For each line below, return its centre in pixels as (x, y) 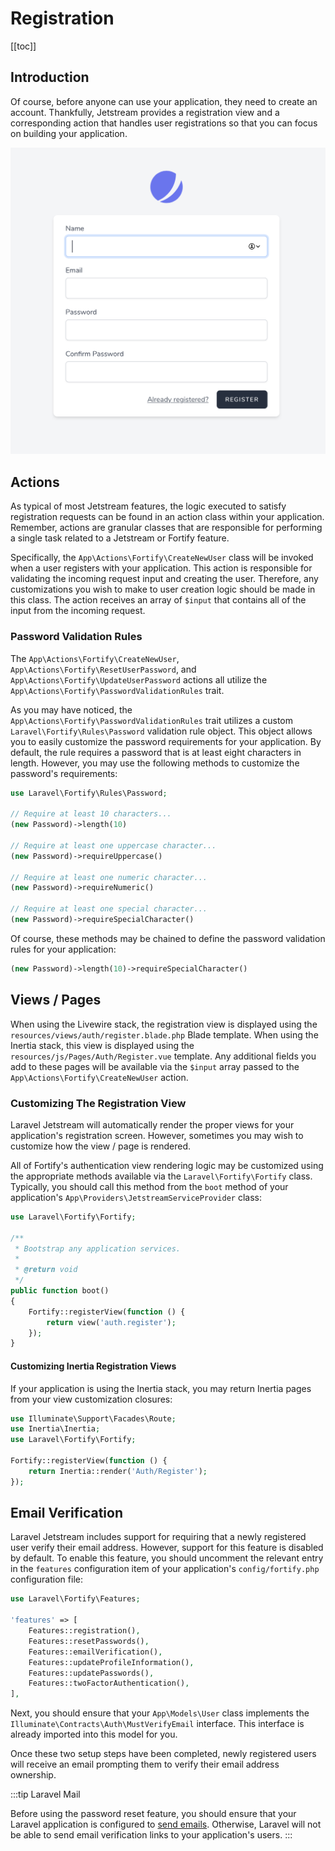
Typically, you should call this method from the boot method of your (149, 1186)
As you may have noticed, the (71, 709)
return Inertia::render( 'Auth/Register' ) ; (118, 1471)
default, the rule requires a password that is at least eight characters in (156, 752)
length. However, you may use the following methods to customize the (155, 763)
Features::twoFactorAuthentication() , (109, 1683)
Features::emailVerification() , (95, 1652)
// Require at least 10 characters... (91, 814)
